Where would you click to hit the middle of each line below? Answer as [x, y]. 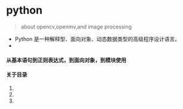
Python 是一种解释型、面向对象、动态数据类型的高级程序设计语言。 [97, 39]
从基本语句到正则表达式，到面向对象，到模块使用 [66, 60]
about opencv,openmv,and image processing [76, 27]
